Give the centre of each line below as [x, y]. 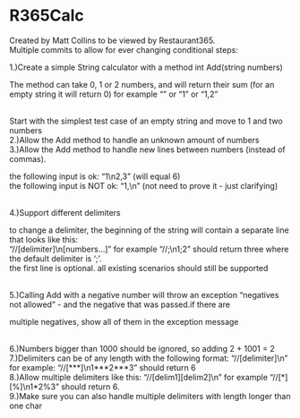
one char [26, 405]
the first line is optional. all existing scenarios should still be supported [139, 268]
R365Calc [47, 16]
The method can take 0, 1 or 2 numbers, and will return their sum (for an [142, 84]
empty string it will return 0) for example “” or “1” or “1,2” [114, 94]
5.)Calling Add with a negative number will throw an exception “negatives [144, 294]
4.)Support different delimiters [65, 212]
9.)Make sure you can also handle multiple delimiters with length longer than [150, 396]
